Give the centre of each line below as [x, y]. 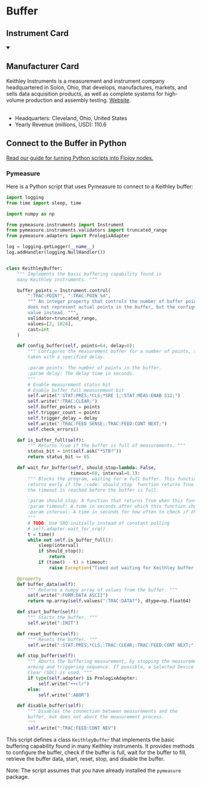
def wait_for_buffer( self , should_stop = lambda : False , [87, 468]
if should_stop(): [61, 551]
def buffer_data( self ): [47, 584]
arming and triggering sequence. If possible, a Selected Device [111, 667]
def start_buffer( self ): [48, 612]
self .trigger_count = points [64, 413]
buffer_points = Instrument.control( [64, 290]
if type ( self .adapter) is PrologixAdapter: [83, 678]
